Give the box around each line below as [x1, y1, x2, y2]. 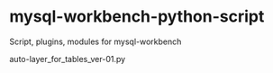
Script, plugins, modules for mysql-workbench [9, 36, 182, 47]
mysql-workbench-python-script [9, 6, 265, 27]
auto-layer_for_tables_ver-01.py [9, 53, 126, 64]
